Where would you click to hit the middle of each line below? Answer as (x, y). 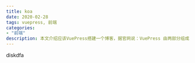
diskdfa (15, 55)
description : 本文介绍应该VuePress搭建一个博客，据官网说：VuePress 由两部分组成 (98, 38)
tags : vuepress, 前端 (32, 22)
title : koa (19, 11)
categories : (20, 28)
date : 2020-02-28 (27, 17)
